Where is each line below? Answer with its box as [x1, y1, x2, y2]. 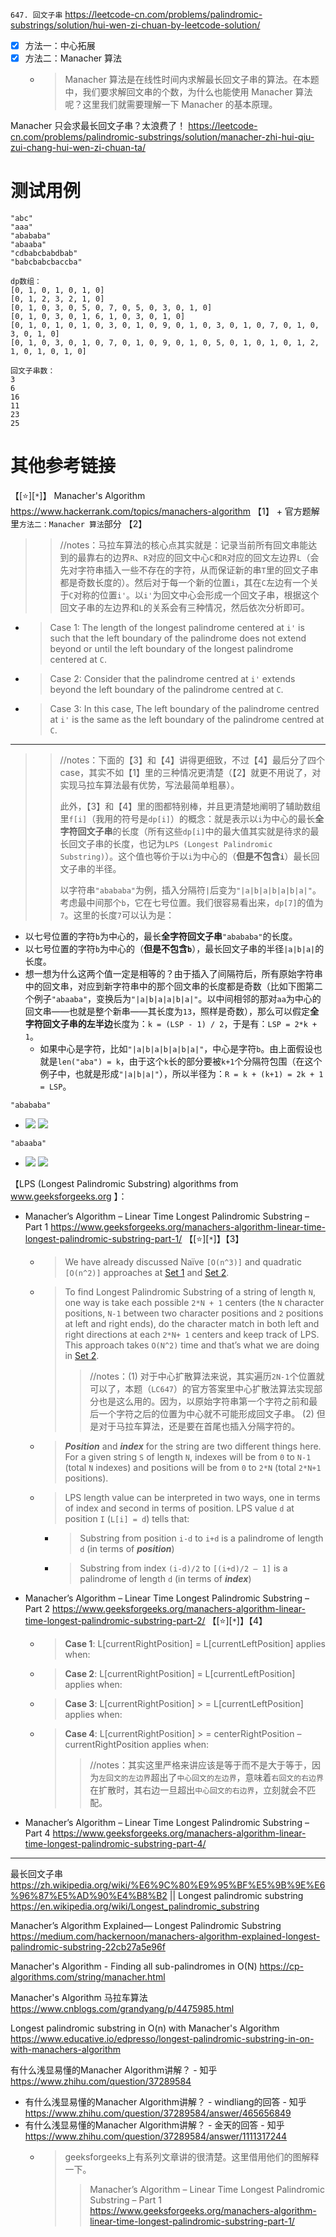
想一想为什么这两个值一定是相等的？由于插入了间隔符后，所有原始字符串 [24, 968, 323, 979]
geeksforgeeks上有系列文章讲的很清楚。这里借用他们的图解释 [64, 2151, 320, 2163]
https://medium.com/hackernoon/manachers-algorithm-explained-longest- [10, 1930, 321, 1942]
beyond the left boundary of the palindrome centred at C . [49, 684, 284, 695]
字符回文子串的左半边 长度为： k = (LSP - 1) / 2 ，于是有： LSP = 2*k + [24, 1018, 318, 1029]
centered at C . [49, 654, 107, 665]
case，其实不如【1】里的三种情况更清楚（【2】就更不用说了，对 [59, 767, 322, 778]
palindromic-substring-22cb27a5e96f [10, 1941, 166, 1953]
